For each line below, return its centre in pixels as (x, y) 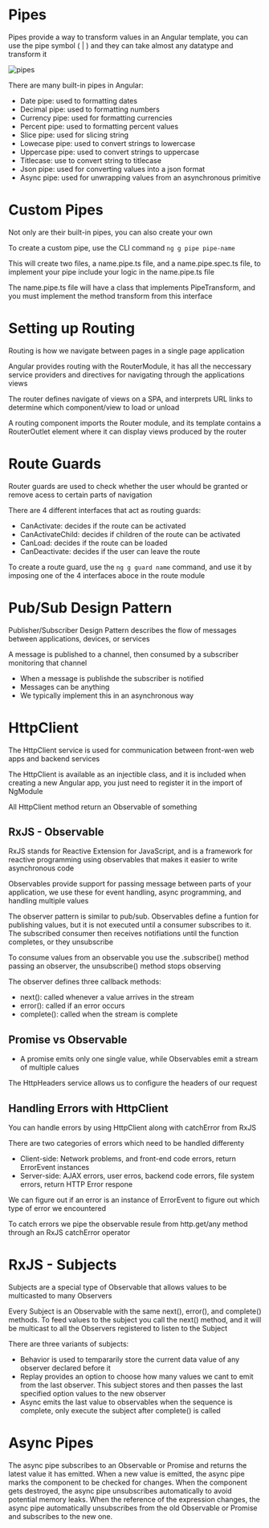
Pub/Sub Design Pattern (90, 607)
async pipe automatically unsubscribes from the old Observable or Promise (133, 1508)
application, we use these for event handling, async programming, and (125, 892)
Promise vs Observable (68, 1039)
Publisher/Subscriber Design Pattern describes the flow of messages (122, 630)
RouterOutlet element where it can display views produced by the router (127, 431)
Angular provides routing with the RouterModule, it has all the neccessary (130, 366)
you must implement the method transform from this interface (110, 295)
